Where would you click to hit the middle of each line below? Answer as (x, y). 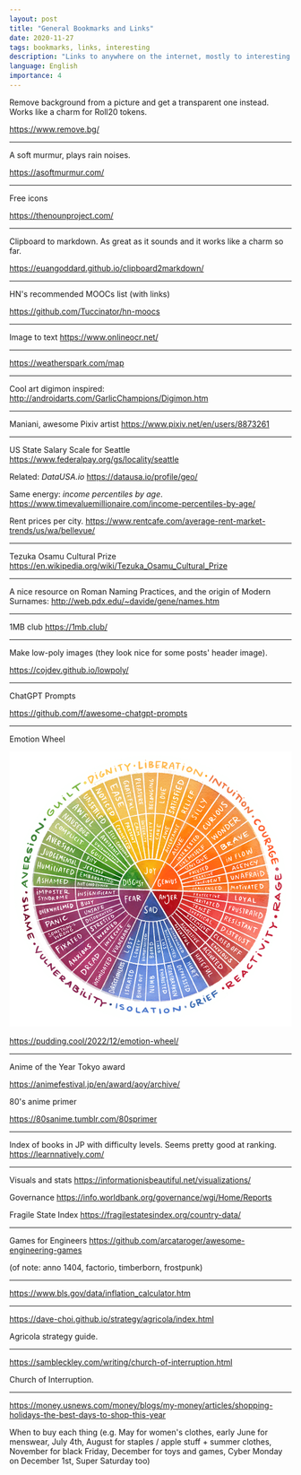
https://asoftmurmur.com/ (57, 172)
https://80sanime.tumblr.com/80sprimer (83, 1119)
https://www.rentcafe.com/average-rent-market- (176, 521)
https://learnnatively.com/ (57, 1154)
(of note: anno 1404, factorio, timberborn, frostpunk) (106, 1268)
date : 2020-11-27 (42, 38)
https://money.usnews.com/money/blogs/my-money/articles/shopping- (141, 1406)
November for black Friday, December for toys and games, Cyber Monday (146, 1452)
